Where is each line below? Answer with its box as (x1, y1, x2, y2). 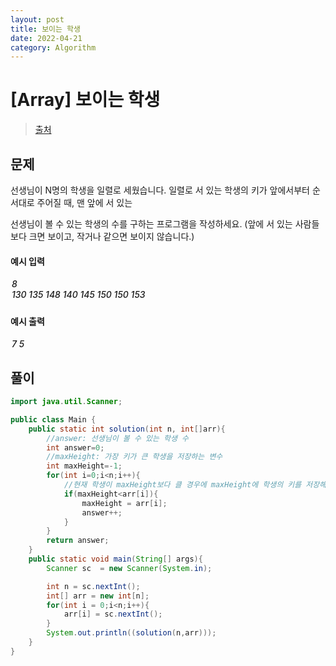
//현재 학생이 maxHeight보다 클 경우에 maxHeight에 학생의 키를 (63, 480, 302, 490)
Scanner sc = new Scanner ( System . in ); (46, 563, 213, 573)
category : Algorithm (10, 42, 97, 53)
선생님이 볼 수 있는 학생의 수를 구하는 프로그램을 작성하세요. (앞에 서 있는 (10, 218, 293, 230)
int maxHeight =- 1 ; (46, 461, 123, 471)
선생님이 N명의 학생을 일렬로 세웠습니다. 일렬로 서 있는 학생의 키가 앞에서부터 (10, 184, 310, 196)
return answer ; (46, 536, 110, 546)
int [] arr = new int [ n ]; (46, 591, 150, 601)
